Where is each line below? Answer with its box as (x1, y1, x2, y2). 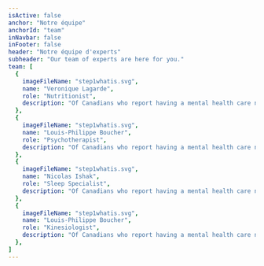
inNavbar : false (8, 33, 61, 42)
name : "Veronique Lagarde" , (22, 84, 114, 93)
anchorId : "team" (8, 26, 65, 34)
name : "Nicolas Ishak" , (22, 172, 101, 181)
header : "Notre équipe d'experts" (8, 48, 122, 56)
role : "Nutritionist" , (22, 92, 97, 100)
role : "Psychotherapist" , (22, 135, 108, 144)
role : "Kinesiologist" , (22, 224, 101, 232)
